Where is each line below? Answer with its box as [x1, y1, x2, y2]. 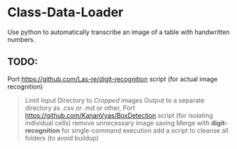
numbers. [7, 35, 36, 43]
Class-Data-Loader [7, 4, 124, 21]
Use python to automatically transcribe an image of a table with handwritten [7, 28, 230, 36]
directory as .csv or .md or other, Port [24, 104, 135, 112]
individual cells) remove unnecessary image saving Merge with [24, 118, 210, 127]
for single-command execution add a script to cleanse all [61, 126, 229, 135]
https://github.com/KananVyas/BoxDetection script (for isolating [24, 111, 214, 119]
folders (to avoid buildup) [24, 133, 100, 142]
